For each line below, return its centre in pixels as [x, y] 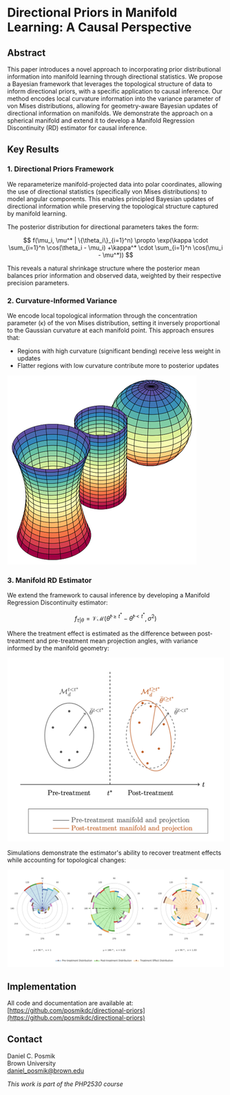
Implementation [42, 986]
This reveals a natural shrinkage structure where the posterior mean [104, 268]
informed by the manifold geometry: [58, 648]
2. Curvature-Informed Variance [62, 300]
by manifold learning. [37, 213]
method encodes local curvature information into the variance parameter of [114, 99]
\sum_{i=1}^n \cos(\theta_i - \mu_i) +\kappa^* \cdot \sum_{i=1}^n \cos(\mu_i [116, 247]
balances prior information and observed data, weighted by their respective [114, 275]
